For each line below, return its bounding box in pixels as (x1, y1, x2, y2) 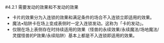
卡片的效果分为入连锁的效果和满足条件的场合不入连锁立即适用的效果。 (12, 14, 155, 20)
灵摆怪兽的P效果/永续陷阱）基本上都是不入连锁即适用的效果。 (12, 33, 137, 38)
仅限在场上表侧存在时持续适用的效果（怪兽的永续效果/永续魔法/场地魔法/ (12, 27, 159, 32)
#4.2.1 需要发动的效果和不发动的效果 (5, 4, 79, 10)
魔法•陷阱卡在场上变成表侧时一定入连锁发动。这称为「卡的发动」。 (12, 21, 146, 26)
